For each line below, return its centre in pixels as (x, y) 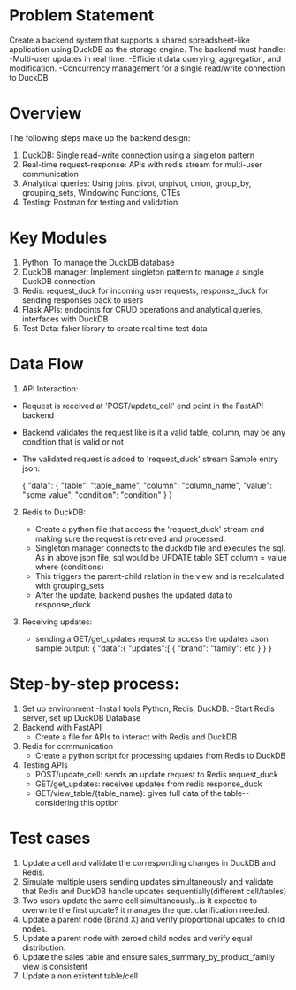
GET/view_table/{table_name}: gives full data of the (129, 793)
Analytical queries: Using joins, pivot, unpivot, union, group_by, (137, 183)
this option (100, 802)
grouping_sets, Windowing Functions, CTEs (101, 192)
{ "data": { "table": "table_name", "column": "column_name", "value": (147, 485)
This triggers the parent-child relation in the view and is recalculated (159, 576)
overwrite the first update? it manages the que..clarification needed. (145, 909)
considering (57, 802)
